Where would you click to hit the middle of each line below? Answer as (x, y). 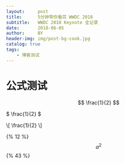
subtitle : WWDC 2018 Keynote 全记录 (52, 22)
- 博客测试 (28, 55)
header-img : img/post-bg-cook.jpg (48, 39)
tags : (13, 50)
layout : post (27, 11)
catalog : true (23, 45)
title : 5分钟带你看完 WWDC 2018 (50, 17)
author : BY (25, 33)
